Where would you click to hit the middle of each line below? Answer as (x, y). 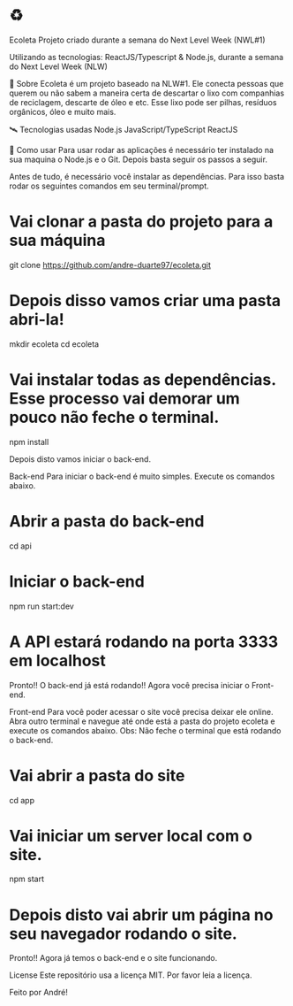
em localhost (57, 660)
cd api (21, 546)
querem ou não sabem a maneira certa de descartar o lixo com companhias (147, 93)
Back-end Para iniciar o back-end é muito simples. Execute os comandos (142, 476)
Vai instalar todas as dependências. (143, 380)
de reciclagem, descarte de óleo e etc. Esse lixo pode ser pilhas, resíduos (143, 102)
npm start (27, 879)
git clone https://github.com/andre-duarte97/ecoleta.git (110, 265)
